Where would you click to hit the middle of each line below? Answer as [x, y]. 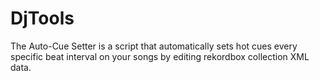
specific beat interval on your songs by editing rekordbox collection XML [160, 56]
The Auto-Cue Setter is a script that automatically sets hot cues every [154, 46]
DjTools [42, 18]
